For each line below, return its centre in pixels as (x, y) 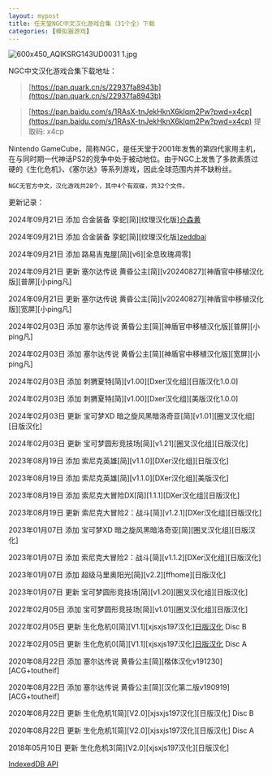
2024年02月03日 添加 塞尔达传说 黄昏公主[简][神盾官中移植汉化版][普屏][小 (134, 327)
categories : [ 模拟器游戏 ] (49, 31)
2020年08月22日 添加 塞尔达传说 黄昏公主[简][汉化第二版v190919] (119, 687)
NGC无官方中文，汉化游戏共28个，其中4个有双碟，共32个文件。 (99, 186)
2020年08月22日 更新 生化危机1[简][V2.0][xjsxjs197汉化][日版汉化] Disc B (131, 713)
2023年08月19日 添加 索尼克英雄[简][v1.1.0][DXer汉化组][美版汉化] (119, 478)
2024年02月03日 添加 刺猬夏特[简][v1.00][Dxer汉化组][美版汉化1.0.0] (123, 399)
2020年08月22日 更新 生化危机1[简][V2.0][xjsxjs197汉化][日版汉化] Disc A (131, 730)
